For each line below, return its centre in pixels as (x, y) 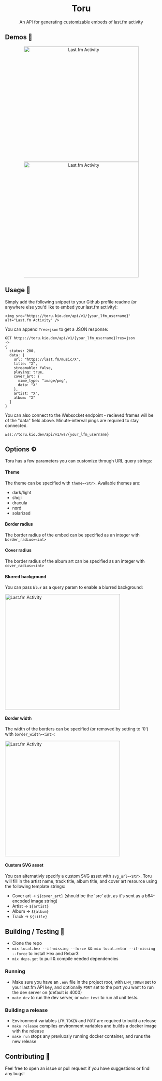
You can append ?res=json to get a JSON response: (57, 329)
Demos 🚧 (19, 37)
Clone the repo (27, 943)
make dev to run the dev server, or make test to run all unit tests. (75, 997)
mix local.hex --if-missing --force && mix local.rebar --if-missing (84, 949)
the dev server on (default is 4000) (47, 992)
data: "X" (28, 385)
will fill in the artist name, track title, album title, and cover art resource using (81, 881)
